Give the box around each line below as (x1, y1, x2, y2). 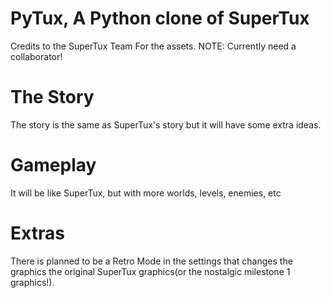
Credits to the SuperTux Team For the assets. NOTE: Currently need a (10, 40, 297, 52)
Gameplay (10, 154, 97, 177)
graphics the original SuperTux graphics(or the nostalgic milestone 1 (10, 265, 291, 277)
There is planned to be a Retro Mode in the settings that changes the (10, 255, 293, 267)
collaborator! (10, 50, 63, 62)
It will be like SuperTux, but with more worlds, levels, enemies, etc (10, 187, 282, 199)
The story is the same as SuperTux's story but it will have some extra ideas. (10, 118, 322, 131)
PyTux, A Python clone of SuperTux (10, 7, 310, 30)
